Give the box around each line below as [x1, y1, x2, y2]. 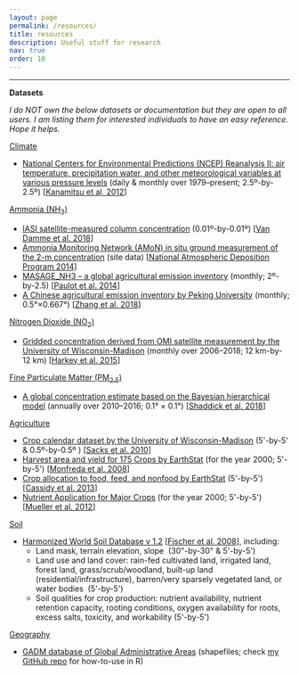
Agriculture [9, 418, 51, 429]
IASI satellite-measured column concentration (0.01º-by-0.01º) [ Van [21, 223, 271, 234]
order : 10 [9, 54, 46, 63]
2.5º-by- [242, 177, 274, 187]
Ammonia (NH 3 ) [9, 204, 69, 217]
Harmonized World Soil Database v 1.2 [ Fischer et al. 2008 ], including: [21, 536, 280, 547]
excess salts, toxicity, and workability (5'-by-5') [35, 612, 210, 622]
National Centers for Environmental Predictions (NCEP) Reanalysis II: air [21, 158, 286, 169]
